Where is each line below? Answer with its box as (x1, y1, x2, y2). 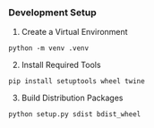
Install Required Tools (21, 60, 101, 71)
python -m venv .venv (8, 44, 90, 53)
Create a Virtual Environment (21, 27, 128, 38)
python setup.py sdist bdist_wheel (8, 110, 141, 119)
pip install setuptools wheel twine (8, 77, 145, 86)
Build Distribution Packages (21, 92, 124, 104)
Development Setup (8, 6, 97, 19)
